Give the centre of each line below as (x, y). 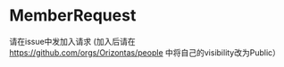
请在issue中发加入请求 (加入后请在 (72, 41)
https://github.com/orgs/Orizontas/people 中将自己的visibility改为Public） (145, 52)
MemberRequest (73, 16)
